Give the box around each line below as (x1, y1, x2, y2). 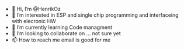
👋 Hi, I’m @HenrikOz (11, 6, 61, 12)
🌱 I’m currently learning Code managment (11, 24, 113, 31)
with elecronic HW (11, 18, 57, 24)
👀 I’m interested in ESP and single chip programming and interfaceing (11, 12, 179, 18)
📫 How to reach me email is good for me (11, 36, 111, 43)
